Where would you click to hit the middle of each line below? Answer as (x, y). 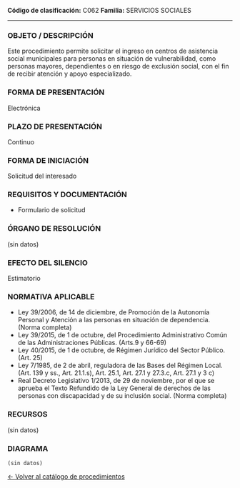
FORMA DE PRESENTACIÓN (56, 92)
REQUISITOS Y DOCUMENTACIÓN (67, 194)
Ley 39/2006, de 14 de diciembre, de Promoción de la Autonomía (114, 312)
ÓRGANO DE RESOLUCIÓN (54, 229)
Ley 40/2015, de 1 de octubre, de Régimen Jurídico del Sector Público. (121, 350)
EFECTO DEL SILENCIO (47, 262)
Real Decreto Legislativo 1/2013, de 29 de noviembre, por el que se (116, 381)
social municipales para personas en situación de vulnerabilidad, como (112, 59)
